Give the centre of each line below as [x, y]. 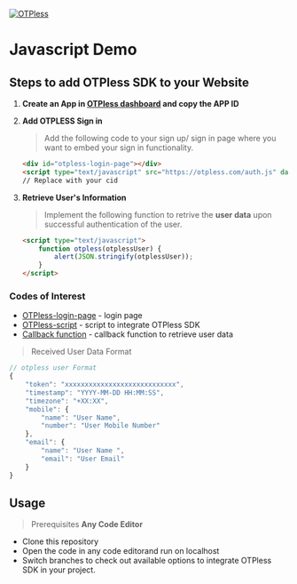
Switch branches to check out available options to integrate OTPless [147, 561]
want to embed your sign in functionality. [118, 148]
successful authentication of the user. [113, 224]
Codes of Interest [47, 296]
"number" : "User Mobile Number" [101, 426]
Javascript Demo [73, 50]
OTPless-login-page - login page [82, 316]
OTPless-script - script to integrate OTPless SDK [111, 325]
